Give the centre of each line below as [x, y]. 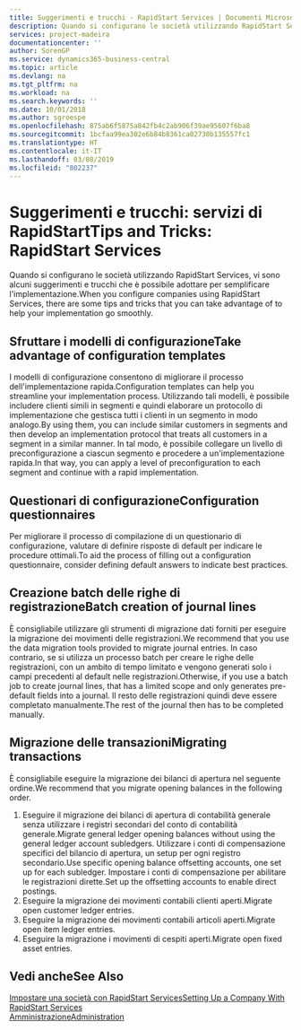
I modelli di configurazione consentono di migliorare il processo [126, 377]
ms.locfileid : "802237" [54, 168]
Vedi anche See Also [66, 976]
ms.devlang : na [38, 76]
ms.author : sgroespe [48, 118]
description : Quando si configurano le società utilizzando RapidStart [146, 26]
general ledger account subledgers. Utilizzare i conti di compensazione [154, 843]
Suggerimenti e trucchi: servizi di [136, 212]
